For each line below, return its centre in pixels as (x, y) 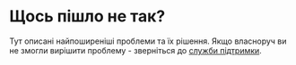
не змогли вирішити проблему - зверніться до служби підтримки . (135, 50)
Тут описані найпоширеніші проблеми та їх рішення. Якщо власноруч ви (148, 41)
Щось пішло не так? (87, 16)
